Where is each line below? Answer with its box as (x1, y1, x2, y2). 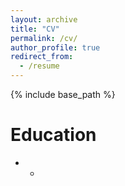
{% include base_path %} (10, 89, 116, 100)
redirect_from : (10, 52, 74, 62)
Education (10, 124, 97, 146)
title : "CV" (10, 24, 60, 34)
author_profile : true (10, 42, 101, 53)
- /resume (19, 61, 60, 71)
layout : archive (10, 14, 78, 25)
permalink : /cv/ (10, 33, 78, 43)
